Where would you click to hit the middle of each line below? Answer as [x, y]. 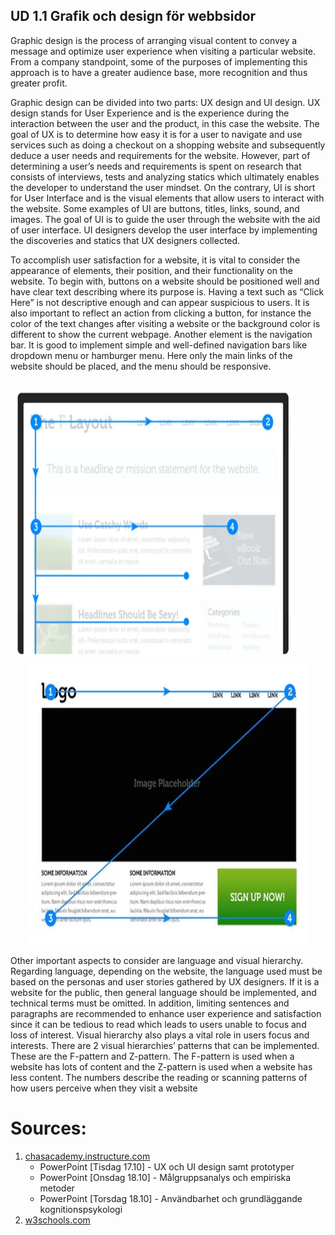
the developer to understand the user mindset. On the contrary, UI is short [163, 187]
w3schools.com [57, 1220]
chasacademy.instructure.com [87, 1156]
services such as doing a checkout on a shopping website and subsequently [168, 145]
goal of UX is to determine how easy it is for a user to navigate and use [156, 134]
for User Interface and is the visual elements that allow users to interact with [167, 198]
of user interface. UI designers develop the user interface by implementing [164, 230]
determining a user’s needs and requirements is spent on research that [156, 166]
